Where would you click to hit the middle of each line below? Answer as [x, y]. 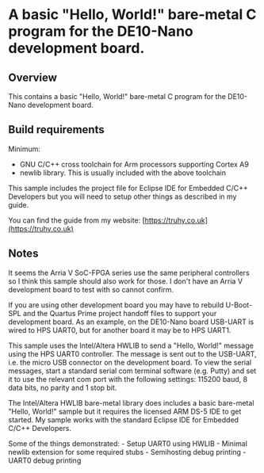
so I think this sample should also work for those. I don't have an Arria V [126, 281]
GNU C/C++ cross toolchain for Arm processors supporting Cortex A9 [134, 164]
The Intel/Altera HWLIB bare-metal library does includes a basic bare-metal [131, 402]
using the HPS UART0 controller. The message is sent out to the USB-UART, [132, 353]
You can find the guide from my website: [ [77, 220]
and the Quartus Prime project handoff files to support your [120, 313]
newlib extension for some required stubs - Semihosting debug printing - [127, 452]
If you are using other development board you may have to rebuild [116, 305]
